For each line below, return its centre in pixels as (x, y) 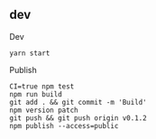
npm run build (36, 94)
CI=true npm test (42, 86)
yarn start (30, 53)
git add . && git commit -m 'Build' (78, 102)
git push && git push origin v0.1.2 (78, 118)
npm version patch (44, 110)
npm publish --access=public (64, 125)
